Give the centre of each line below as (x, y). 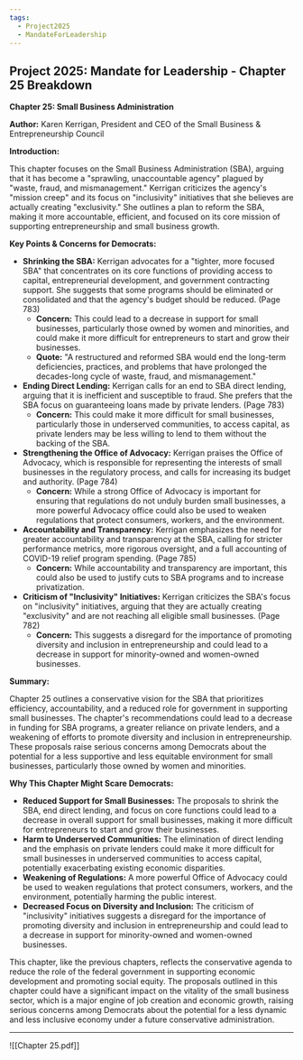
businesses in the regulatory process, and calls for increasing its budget (156, 472)
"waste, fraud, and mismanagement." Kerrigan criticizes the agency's (138, 188)
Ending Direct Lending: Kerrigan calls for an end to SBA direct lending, (154, 386)
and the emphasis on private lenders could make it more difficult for (148, 849)
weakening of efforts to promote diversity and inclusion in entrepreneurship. (151, 737)
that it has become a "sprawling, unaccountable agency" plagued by (137, 179)
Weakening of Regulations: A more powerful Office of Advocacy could (155, 878)
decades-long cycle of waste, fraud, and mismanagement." (146, 376)
